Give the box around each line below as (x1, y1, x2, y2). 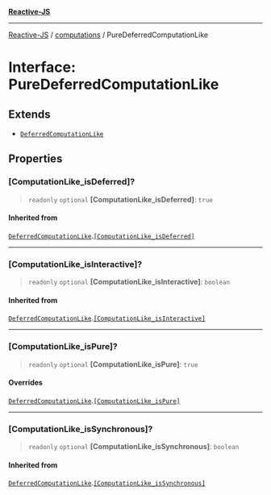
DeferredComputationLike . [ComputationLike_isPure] (8, 395, 181, 406)
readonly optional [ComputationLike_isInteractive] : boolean (27, 277, 231, 287)
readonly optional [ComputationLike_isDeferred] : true (27, 194, 214, 204)
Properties (8, 152, 63, 166)
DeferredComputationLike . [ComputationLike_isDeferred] (8, 231, 195, 240)
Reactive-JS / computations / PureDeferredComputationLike (8, 30, 208, 40)
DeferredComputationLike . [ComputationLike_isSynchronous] (8, 478, 206, 488)
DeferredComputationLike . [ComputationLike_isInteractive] (8, 314, 206, 323)
